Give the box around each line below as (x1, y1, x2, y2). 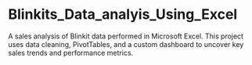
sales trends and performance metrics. (8, 48, 134, 57)
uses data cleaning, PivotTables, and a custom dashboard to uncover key (8, 39, 244, 49)
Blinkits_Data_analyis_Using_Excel (8, 5, 238, 23)
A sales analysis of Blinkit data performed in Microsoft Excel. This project (8, 31, 244, 41)
